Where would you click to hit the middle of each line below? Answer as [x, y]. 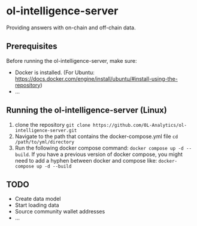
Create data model [38, 199]
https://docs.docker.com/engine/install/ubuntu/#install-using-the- [96, 78]
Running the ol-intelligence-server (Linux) [87, 110]
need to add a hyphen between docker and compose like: [86, 160]
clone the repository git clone [53, 124]
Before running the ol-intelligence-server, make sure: [72, 60]
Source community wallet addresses [60, 212]
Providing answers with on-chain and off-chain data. [71, 28]
